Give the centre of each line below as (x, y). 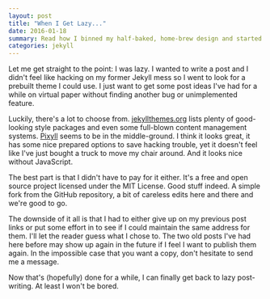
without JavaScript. (41, 162)
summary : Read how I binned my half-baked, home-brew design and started (135, 38)
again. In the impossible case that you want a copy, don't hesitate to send (131, 253)
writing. (21, 286)
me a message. (34, 262)
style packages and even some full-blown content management (141, 128)
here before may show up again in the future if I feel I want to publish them (133, 245)
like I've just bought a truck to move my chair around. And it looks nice (125, 154)
